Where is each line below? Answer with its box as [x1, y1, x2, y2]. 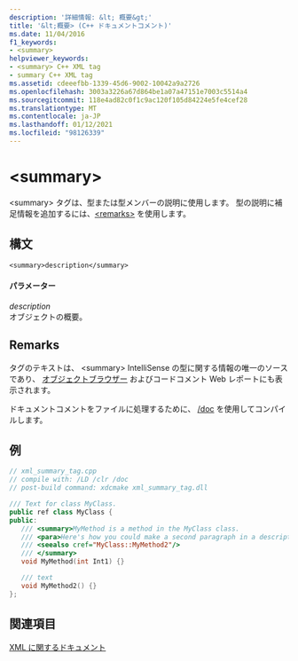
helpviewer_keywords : [9, 54, 90, 63]
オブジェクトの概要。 [9, 311, 87, 322]
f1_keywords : [9, 37, 58, 47]
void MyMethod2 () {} [20, 581, 98, 590]
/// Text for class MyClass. [9, 500, 117, 508]
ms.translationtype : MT [9, 104, 98, 113]
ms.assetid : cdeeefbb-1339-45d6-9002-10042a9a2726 [9, 79, 200, 88]
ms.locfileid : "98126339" [9, 129, 105, 138]
